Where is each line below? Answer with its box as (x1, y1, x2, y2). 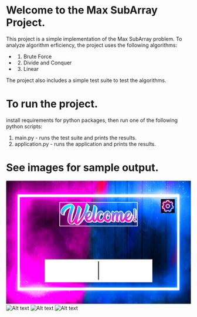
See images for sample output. (6, 161, 159, 175)
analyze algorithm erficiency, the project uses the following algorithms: (6, 42, 178, 49)
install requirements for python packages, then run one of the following (6, 117, 178, 124)
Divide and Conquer (23, 59, 72, 66)
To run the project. (6, 97, 98, 111)
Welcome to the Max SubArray (6, 4, 158, 17)
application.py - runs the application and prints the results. (14, 140, 157, 147)
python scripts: (6, 122, 43, 129)
